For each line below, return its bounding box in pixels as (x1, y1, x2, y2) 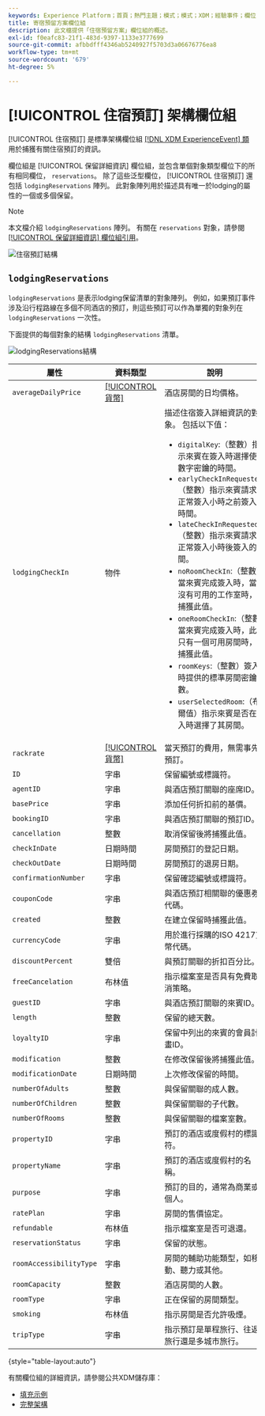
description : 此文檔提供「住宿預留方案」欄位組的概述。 (8, 26, 172, 34)
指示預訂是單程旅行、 (164, 1323, 244, 1335)
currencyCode (12, 935, 62, 945)
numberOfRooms (12, 1113, 65, 1123)
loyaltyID (12, 1033, 49, 1043)
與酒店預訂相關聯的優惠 (164, 888, 252, 899)
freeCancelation (12, 977, 73, 986)
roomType (12, 1294, 45, 1304)
